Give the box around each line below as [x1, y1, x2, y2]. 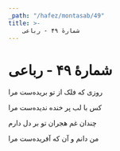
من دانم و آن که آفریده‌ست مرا [8, 133, 99, 144]
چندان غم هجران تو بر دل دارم [8, 118, 97, 128]
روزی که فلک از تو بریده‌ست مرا [8, 87, 103, 97]
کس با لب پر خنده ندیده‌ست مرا [8, 103, 102, 113]
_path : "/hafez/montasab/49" [8, 11, 105, 20]
